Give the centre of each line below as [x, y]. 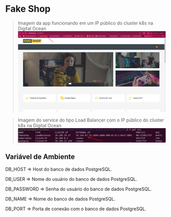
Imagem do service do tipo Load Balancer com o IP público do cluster [91, 120]
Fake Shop [28, 9]
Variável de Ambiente [40, 157]
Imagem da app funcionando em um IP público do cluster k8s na [85, 23]
